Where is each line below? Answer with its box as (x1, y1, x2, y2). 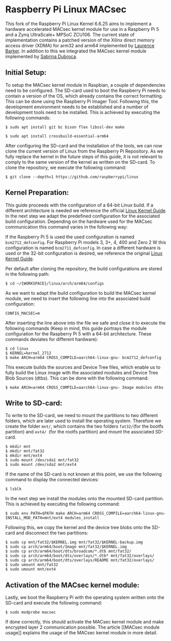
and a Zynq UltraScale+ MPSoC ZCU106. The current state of (5, 31, 135, 37)
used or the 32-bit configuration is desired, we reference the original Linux (5, 250, 163, 256)
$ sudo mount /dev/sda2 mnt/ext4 (5, 462, 77, 467)
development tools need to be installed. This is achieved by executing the (5, 109, 160, 115)
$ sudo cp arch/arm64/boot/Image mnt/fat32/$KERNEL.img (5, 544, 127, 550)
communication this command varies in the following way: (5, 223, 128, 230)
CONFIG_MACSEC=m (5, 311, 40, 316)
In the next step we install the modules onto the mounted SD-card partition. (5, 496, 164, 502)
